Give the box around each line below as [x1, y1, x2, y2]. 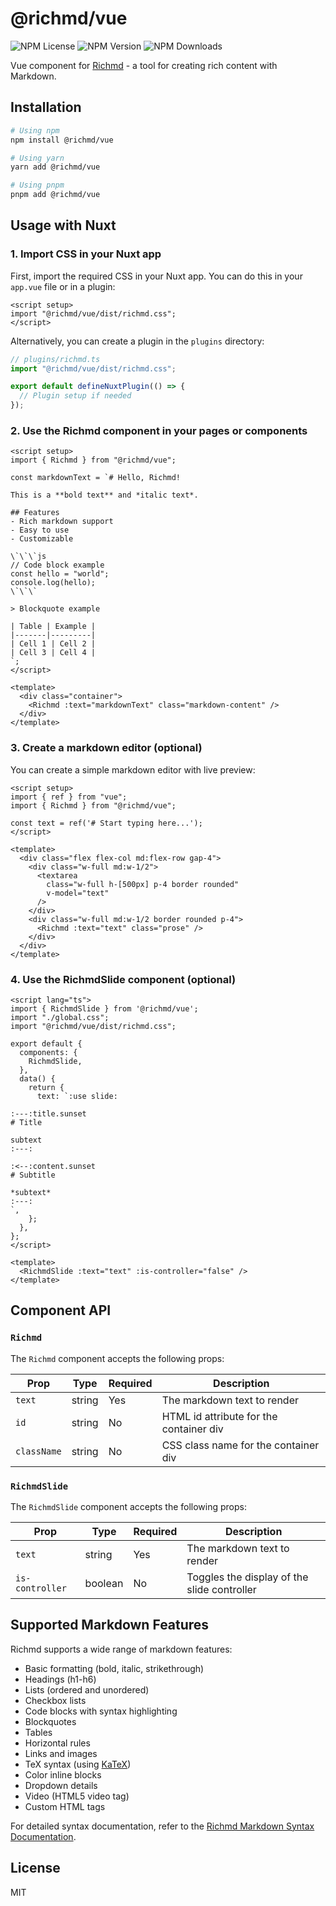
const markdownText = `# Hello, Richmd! [10, 473, 182, 483]
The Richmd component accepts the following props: [10, 1352, 225, 1364]
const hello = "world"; [10, 569, 110, 579]
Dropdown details [24, 1779, 98, 1791]
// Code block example [10, 560, 105, 571]
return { [28, 1082, 65, 1092]
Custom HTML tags [24, 1800, 106, 1812]
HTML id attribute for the [161, 1409, 278, 1423]
